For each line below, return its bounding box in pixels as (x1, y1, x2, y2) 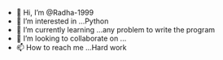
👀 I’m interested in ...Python (15, 16, 109, 26)
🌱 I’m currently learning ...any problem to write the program (15, 25, 216, 34)
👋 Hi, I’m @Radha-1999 (15, 8, 94, 17)
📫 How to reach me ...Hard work (15, 43, 127, 52)
